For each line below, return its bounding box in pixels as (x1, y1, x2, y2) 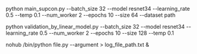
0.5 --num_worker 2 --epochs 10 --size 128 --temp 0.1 (39, 29, 174, 37)
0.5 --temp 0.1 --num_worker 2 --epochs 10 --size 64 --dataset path (5, 11, 176, 19)
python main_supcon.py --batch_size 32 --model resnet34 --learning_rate (5, 5, 190, 12)
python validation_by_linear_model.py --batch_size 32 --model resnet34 (5, 23, 185, 30)
